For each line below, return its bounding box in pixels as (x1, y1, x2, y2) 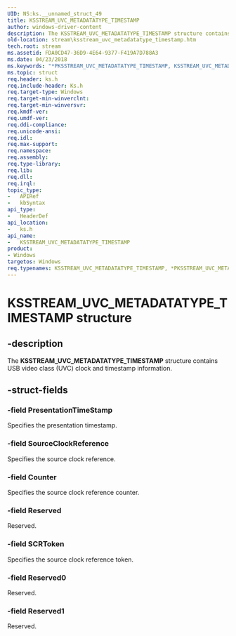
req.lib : (7, 166, 33, 174)
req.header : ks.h (7, 75, 58, 83)
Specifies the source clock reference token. (7, 555, 134, 564)
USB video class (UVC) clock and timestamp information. (7, 364, 172, 372)
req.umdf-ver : (7, 114, 49, 121)
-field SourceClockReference (7, 439, 110, 449)
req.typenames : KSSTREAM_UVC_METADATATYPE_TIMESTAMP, (7, 265, 169, 272)
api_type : (7, 206, 37, 213)
